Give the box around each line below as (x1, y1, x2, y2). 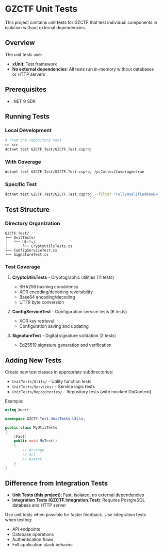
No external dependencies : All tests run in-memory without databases (12, 66, 154, 72)
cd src (5, 142, 18, 148)
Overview (5, 39, 35, 47)
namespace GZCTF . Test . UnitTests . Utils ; (5, 416, 86, 421)
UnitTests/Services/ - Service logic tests (12, 384, 95, 389)
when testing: (5, 517, 33, 523)
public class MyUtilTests (5, 425, 57, 430)
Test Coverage (5, 263, 40, 270)
